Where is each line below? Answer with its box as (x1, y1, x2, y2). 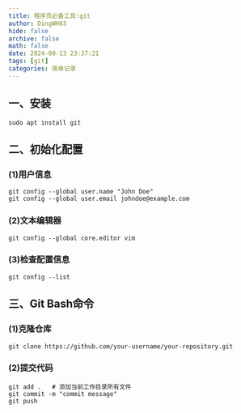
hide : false (8, 27, 49, 35)
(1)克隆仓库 (8, 323, 52, 334)
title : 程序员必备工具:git (8, 11, 91, 20)
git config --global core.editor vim (8, 234, 136, 242)
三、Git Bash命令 (8, 297, 95, 311)
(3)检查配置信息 (8, 254, 70, 266)
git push (8, 397, 38, 405)
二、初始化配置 (8, 143, 83, 156)
